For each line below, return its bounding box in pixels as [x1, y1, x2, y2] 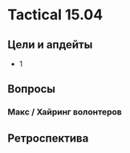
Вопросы [7, 82, 56, 96]
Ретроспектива [7, 131, 89, 145]
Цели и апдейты [7, 38, 93, 52]
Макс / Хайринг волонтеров [7, 106, 122, 118]
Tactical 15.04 [7, 6, 104, 24]
